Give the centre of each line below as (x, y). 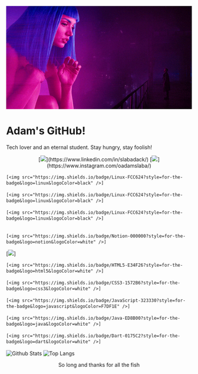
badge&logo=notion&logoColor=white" (51, 242)
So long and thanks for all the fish (99, 365)
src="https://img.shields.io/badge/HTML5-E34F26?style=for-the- (102, 265)
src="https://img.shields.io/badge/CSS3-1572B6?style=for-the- (101, 283)
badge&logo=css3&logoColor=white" (49, 289)
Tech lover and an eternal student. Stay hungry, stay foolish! (79, 147)
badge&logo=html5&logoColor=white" (50, 271)
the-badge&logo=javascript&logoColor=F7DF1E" (63, 306)
